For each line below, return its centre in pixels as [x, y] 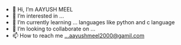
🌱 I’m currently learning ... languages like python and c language [93, 22]
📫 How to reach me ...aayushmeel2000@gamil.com [78, 36]
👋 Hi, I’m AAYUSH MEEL [43, 9]
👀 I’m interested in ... [38, 16]
